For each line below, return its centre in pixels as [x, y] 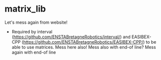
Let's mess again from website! [36, 22]
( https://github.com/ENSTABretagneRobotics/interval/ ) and [71, 37]
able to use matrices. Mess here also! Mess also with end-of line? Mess [84, 47]
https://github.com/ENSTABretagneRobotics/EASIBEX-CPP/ [83, 42]
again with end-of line [34, 52]
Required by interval [32, 31]
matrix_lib [25, 9]
